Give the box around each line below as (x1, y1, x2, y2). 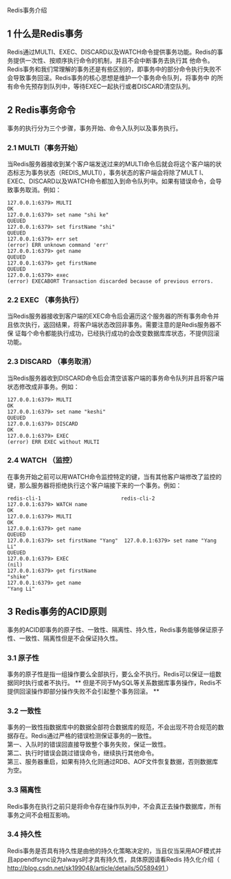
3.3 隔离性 (7, 785, 41, 795)
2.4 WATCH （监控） (7, 456, 77, 465)
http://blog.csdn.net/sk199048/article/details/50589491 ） (7, 864, 173, 872)
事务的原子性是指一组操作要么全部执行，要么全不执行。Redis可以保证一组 (7, 669, 216, 678)
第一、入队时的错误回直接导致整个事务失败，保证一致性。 (7, 740, 170, 749)
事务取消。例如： (12, 185, 62, 194)
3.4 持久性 (7, 829, 42, 839)
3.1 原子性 (7, 653, 40, 663)
